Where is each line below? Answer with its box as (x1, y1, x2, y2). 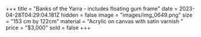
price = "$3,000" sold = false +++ (5, 24, 91, 31)
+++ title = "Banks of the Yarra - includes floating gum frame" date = (5, 5, 178, 12)
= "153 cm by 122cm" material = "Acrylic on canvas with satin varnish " (5, 18, 183, 24)
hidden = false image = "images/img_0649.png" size (61, 11, 192, 18)
